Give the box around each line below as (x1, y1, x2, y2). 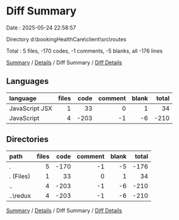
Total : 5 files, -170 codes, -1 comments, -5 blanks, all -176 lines (6, 47, 163, 55)
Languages (6, 76, 49, 86)
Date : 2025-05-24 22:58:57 (6, 24, 76, 31)
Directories (6, 134, 49, 144)
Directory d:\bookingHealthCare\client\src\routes (6, 35, 127, 43)
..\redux (9, 191, 31, 200)
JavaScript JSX (9, 104, 53, 112)
